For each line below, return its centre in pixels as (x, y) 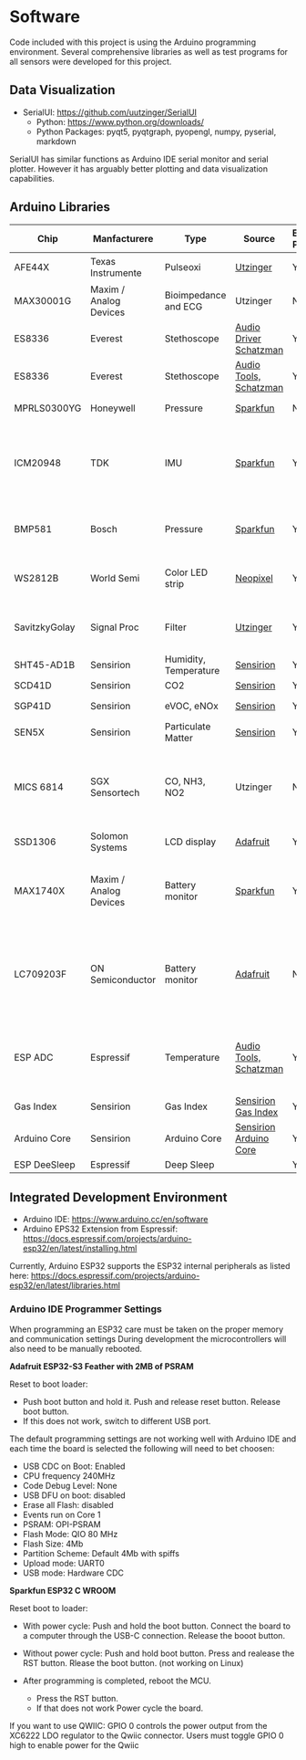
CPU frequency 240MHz (69, 1475)
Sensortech (115, 793)
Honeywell (113, 408)
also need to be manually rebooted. (76, 1348)
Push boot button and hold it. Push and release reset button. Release (151, 1401)
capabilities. (32, 178)
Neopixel (254, 579)
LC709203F (40, 974)
